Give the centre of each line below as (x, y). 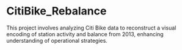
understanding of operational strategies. (57, 40)
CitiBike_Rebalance (56, 11)
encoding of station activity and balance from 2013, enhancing (85, 34)
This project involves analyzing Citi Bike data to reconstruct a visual (91, 28)
